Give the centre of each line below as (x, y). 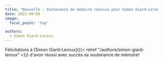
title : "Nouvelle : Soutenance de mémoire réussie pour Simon (69, 9)
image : (12, 18)
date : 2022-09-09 (23, 14)
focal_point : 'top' (29, 23)
